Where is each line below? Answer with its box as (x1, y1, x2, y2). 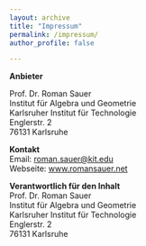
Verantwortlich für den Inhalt (9, 181, 121, 192)
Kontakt (9, 144, 41, 155)
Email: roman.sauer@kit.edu (9, 154, 114, 165)
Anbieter (9, 71, 43, 82)
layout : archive (9, 13, 70, 23)
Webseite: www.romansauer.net (9, 163, 128, 174)
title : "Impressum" (9, 22, 83, 31)
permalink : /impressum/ (9, 30, 99, 39)
